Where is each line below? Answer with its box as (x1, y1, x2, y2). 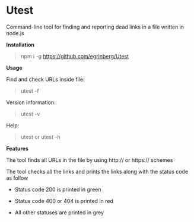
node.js (6, 29, 25, 36)
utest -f (20, 87, 40, 94)
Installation (6, 41, 34, 48)
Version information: (6, 99, 56, 106)
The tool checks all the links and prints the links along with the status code (6, 168, 189, 175)
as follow (6, 174, 28, 182)
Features (6, 145, 28, 152)
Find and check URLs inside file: (6, 76, 85, 83)
